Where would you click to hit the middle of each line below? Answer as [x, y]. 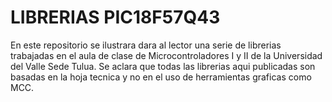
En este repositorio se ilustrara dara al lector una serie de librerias [146, 45]
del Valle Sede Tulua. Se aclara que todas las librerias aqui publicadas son [163, 66]
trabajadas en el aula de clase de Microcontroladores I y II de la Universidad [166, 55]
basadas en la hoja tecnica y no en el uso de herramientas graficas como [161, 77]
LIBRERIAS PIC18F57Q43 [115, 17]
